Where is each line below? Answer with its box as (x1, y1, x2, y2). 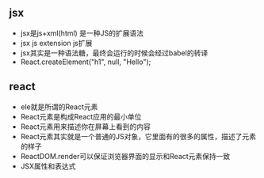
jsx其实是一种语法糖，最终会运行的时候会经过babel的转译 (20, 47, 209, 58)
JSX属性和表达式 (20, 161, 76, 171)
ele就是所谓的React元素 (20, 102, 98, 112)
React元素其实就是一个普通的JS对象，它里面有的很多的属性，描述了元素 (20, 131, 257, 141)
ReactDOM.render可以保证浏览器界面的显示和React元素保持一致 (20, 151, 231, 161)
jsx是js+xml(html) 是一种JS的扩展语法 (20, 28, 143, 38)
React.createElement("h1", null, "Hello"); (20, 57, 151, 66)
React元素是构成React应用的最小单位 (20, 112, 142, 121)
